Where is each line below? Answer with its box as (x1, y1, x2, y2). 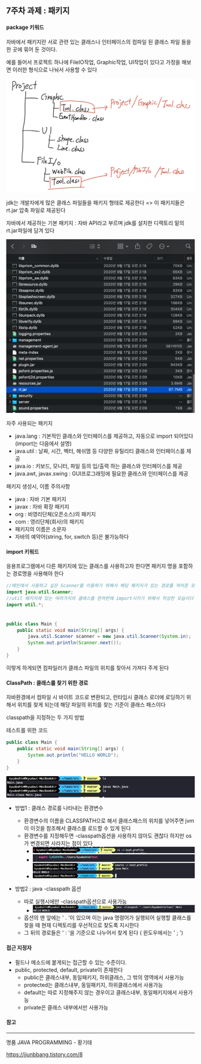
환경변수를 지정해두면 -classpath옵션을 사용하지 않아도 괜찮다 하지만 (23, 832, 184, 840)
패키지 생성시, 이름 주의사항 (6, 483, 71, 490)
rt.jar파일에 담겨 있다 (6, 227, 55, 234)
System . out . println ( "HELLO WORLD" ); (28, 752, 119, 758)
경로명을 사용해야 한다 (12, 570, 64, 577)
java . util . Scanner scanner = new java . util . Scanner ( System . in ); (28, 634, 191, 640)
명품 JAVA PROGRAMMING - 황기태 (6, 1039, 93, 1046)
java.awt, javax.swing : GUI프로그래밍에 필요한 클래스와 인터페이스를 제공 (14, 470, 188, 477)
